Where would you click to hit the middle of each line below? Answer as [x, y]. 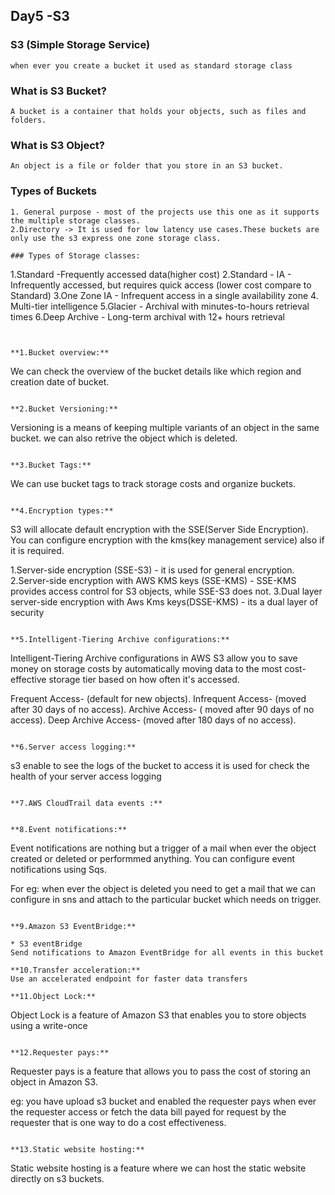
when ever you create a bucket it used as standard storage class [151, 65]
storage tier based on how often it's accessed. [144, 679]
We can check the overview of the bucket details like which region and [156, 371]
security [27, 612]
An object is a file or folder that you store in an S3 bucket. [147, 166]
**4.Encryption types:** [62, 510]
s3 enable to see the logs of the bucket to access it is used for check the [160, 765]
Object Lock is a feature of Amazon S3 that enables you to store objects [158, 1015]
